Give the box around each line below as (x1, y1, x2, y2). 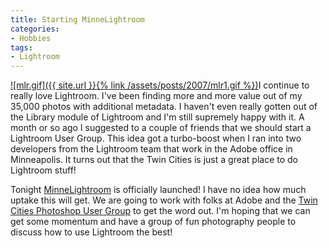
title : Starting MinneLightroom (10, 14, 145, 25)
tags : (10, 42, 33, 53)
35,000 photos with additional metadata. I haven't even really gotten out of (10, 101, 318, 113)
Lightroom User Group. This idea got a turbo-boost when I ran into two (10, 132, 302, 145)
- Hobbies (10, 33, 52, 43)
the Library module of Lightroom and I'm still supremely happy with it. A (10, 111, 305, 123)
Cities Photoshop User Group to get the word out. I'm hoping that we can (10, 205, 311, 217)
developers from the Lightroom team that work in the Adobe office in (10, 143, 293, 155)
